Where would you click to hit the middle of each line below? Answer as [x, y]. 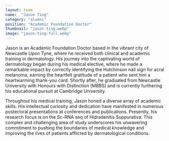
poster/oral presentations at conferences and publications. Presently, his [81, 112]
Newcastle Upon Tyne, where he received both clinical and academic [78, 53]
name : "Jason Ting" [27, 15]
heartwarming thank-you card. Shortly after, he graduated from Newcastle [83, 80]
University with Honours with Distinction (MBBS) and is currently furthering [84, 86]
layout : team [19, 10]
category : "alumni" [26, 19]
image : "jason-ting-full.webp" [38, 33]
